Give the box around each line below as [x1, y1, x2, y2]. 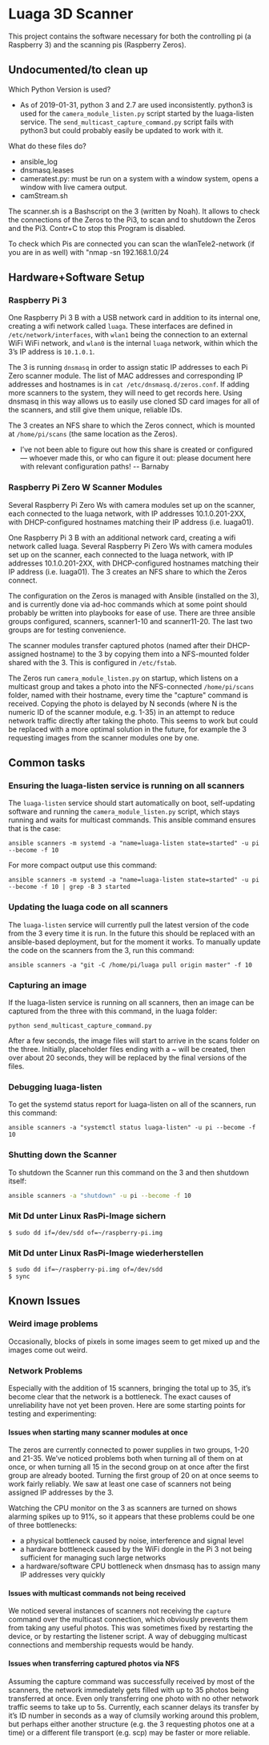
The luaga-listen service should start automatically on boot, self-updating [8, 798, 255, 808]
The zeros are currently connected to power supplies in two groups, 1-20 [8, 1445, 250, 1455]
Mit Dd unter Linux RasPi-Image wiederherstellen [8, 1247, 204, 1258]
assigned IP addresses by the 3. [8, 1487, 114, 1497]
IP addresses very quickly [19, 1570, 106, 1580]
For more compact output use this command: [8, 860, 158, 870]
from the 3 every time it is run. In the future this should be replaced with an [8, 928, 255, 938]
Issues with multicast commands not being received [8, 1588, 187, 1597]
